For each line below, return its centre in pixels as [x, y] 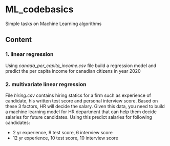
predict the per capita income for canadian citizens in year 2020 [73, 71]
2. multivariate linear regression [46, 84]
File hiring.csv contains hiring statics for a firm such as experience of [78, 95]
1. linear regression [29, 54]
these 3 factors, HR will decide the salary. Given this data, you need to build [85, 106]
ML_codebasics [39, 9]
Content [19, 40]
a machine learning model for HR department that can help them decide [81, 112]
